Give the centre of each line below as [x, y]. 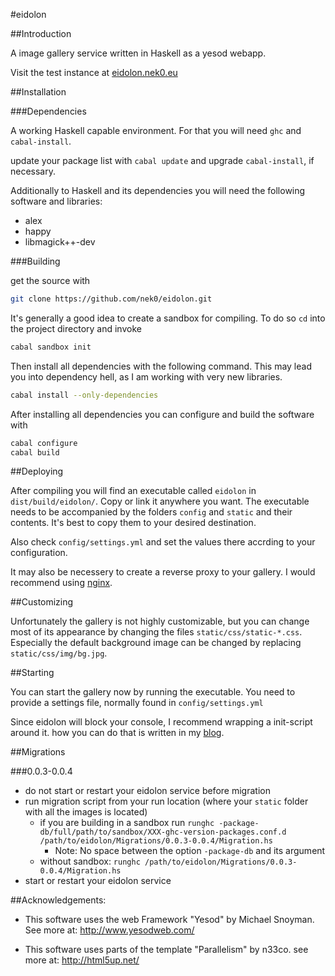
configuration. [39, 553]
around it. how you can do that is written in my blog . [117, 733]
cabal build [35, 452]
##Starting [32, 673]
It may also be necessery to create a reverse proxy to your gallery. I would [163, 572]
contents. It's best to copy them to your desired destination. [133, 523]
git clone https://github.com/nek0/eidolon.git [111, 299]
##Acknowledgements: [58, 900]
